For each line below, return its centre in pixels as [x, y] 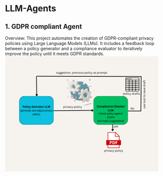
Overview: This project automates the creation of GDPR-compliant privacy [80, 38]
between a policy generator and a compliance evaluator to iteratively [74, 49]
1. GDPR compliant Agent [44, 27]
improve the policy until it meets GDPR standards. [55, 54]
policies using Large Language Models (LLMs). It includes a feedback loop [80, 43]
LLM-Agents [31, 9]
